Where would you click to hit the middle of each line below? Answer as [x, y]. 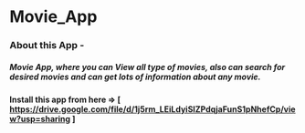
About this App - [47, 46]
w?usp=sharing [40, 119]
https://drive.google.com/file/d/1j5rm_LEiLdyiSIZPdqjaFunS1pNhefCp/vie [152, 109]
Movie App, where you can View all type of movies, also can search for [147, 66]
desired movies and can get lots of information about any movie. [136, 77]
